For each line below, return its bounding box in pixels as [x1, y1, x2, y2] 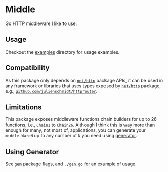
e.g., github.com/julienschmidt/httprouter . [5, 88, 98, 94]
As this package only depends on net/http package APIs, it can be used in [5, 77, 163, 83]
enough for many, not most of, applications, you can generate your [5, 127, 146, 133]
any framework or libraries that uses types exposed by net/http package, [5, 83, 161, 89]
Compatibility [5, 64, 50, 72]
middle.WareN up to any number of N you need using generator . [5, 133, 137, 139]
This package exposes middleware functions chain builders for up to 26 [5, 116, 157, 122]
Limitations [5, 103, 42, 111]
